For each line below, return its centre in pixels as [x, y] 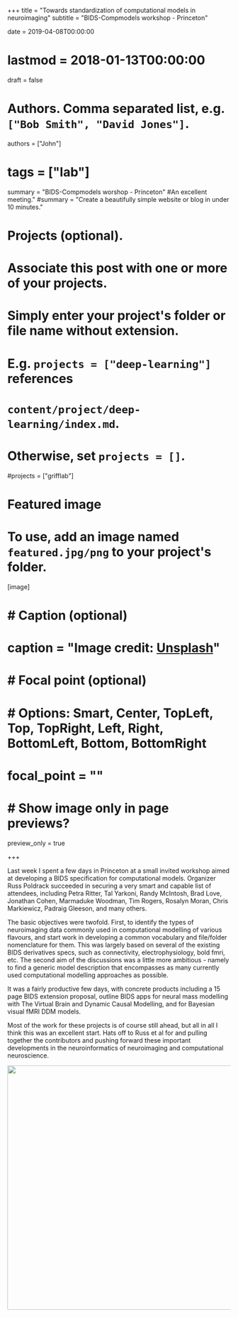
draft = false [25, 80]
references [40, 378]
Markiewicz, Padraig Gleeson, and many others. [77, 908]
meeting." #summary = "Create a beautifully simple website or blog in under [118, 199]
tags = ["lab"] [49, 172]
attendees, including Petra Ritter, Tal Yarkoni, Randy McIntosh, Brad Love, [115, 893]
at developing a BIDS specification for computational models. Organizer [112, 878]
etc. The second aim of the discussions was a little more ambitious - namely [118, 959]
